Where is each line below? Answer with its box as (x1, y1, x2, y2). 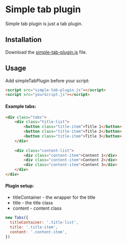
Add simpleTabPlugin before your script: (5, 77, 90, 84)
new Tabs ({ (5, 215, 29, 220)
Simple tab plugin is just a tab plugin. (5, 21, 83, 27)
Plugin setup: (5, 183, 34, 189)
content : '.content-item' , (10, 229, 67, 234)
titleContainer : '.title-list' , (10, 219, 79, 225)
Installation (5, 35, 42, 44)
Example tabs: (5, 103, 37, 109)
